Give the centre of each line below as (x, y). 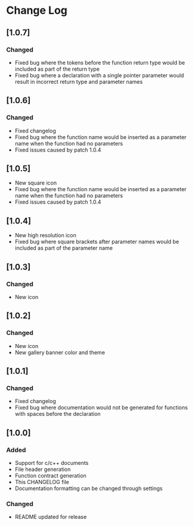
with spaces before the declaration (58, 414)
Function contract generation (50, 475)
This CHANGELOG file (42, 482)
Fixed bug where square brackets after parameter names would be (97, 242)
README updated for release (51, 517)
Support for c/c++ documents (52, 462)
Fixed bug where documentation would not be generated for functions (101, 407)
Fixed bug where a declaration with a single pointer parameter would (99, 75)
